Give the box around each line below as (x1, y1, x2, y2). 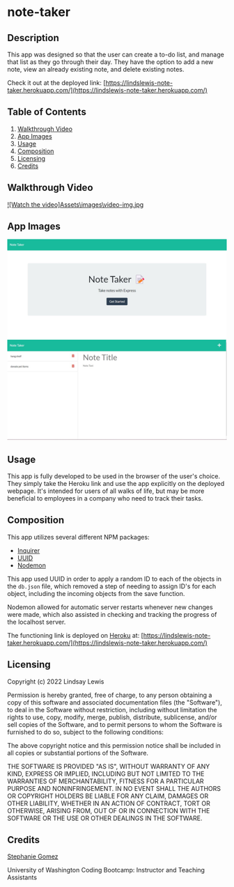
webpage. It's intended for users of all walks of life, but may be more (7, 487, 205, 495)
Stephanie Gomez (7, 852, 58, 861)
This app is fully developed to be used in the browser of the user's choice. (7, 471, 221, 480)
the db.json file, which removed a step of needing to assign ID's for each (7, 582, 217, 590)
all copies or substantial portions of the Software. (7, 748, 148, 757)
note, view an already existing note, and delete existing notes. (7, 65, 185, 73)
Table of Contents (7, 106, 87, 118)
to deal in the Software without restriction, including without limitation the (7, 705, 217, 714)
